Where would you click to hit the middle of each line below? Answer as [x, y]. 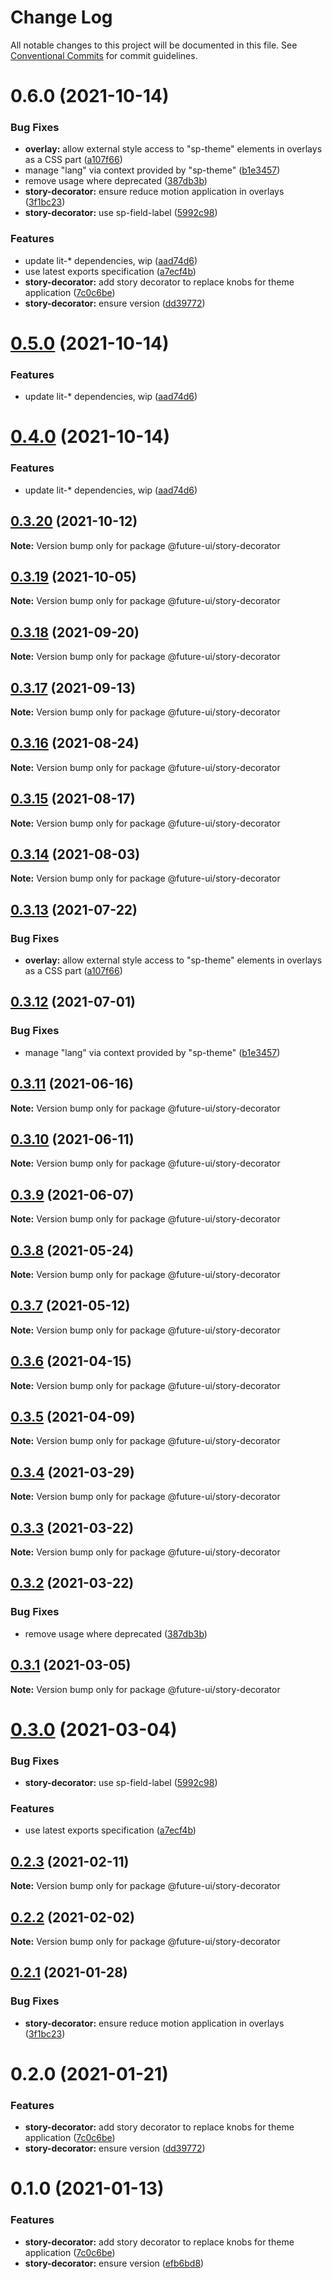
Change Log [61, 17]
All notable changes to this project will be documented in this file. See [154, 45]
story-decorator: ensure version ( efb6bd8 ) [114, 2263]
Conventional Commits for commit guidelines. [104, 55]
